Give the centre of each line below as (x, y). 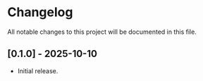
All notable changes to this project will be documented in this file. (102, 32)
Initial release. (38, 70)
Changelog (40, 12)
